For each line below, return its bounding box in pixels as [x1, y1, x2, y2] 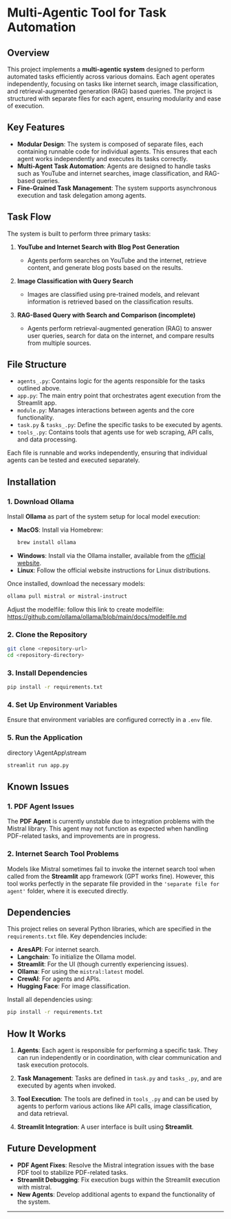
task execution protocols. [16, 1061, 89, 1069]
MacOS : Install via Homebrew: [16, 525, 104, 534]
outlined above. [16, 384, 62, 393]
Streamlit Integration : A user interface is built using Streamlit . [16, 1123, 194, 1131]
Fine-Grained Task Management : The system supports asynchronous [16, 184, 217, 192]
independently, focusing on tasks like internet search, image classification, [7, 80, 219, 87]
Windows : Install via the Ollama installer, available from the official [16, 552, 206, 559]
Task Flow [7, 211, 52, 223]
